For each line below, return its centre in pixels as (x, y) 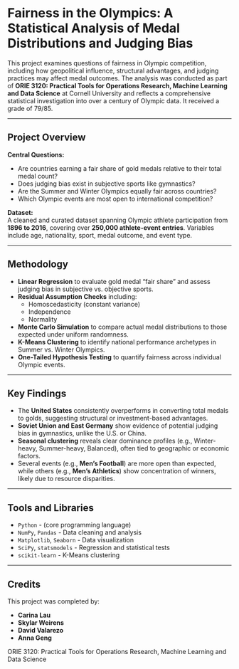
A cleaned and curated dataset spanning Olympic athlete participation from (118, 220)
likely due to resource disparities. (66, 479)
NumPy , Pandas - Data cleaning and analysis (80, 532)
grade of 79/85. (30, 108)
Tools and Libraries (51, 508)
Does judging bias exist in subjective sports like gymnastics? (106, 184)
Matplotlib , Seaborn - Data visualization (76, 540)
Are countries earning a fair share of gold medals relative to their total (119, 168)
